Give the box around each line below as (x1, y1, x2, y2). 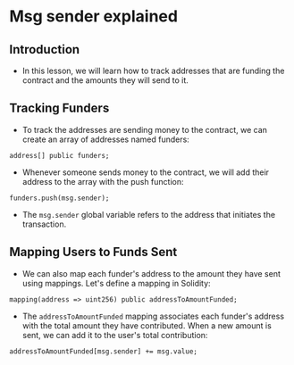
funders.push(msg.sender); (9, 194, 110, 203)
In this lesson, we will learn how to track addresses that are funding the (21, 65, 285, 76)
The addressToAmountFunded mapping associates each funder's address (21, 311, 284, 321)
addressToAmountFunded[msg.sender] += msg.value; (9, 346, 198, 356)
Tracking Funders (9, 101, 110, 116)
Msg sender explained (9, 6, 179, 27)
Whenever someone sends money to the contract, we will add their (21, 167, 270, 178)
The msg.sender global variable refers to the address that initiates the (21, 209, 275, 220)
